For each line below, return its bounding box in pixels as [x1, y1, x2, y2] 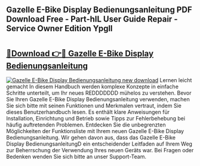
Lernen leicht [159, 77, 192, 83]
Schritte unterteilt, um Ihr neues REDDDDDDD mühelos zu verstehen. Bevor [6, 89, 192, 96]
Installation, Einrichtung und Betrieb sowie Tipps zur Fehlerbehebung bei [6, 115, 186, 122]
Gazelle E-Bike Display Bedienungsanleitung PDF [6, 5, 192, 15]
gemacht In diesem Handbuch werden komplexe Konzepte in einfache [6, 83, 179, 90]
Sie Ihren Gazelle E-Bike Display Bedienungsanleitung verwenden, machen [6, 96, 190, 102]
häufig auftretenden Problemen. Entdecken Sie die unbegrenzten [6, 121, 166, 128]
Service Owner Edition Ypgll [6, 23, 113, 34]
